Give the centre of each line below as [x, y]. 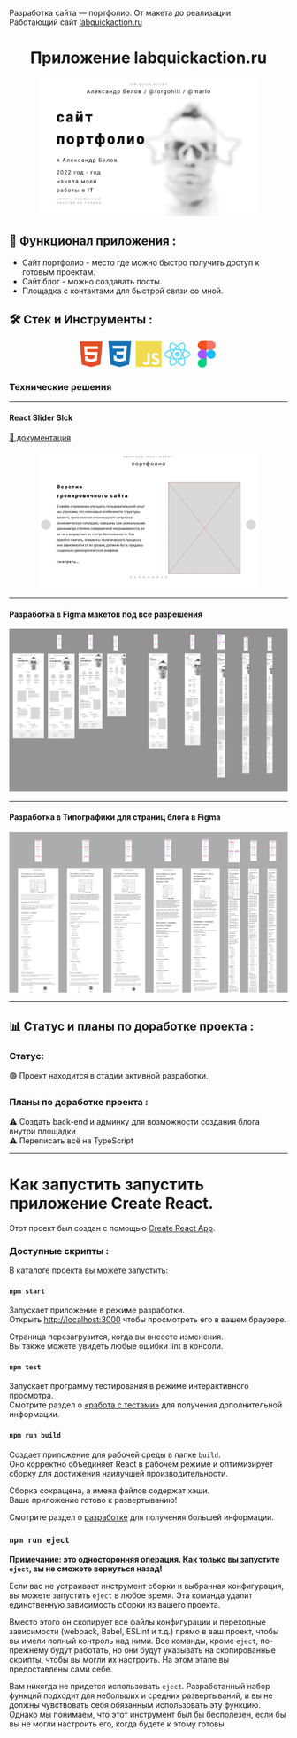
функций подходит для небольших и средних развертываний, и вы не [141, 1695]
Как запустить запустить [107, 1185]
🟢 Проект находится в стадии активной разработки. [109, 1076]
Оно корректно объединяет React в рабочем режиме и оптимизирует [141, 1464]
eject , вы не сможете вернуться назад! [86, 1569]
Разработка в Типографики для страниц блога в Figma [115, 817]
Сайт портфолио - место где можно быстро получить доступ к [141, 262]
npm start [27, 1291]
